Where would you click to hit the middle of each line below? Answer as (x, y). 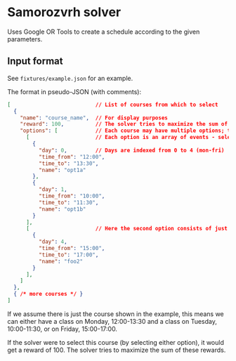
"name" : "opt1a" (62, 170)
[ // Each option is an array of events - (120, 138)
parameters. (25, 39)
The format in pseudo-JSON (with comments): (74, 91)
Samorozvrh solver (64, 12)
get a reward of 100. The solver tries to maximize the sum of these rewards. (117, 350)
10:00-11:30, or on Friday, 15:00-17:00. (63, 329)
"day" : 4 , (53, 242)
